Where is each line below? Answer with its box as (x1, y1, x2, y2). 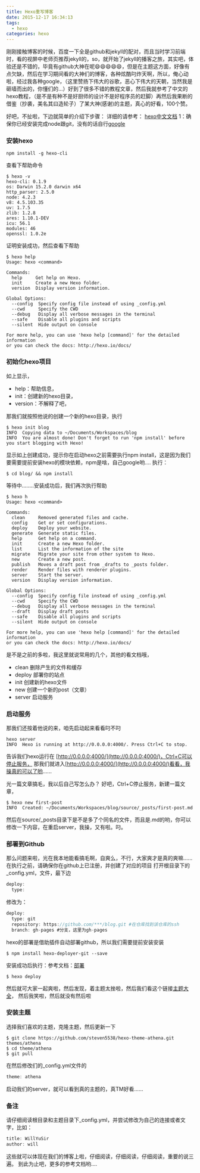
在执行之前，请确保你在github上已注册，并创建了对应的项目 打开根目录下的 (6, 862, 190, 869)
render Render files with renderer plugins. (11, 567, 132, 573)
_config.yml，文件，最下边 (6, 870, 71, 877)
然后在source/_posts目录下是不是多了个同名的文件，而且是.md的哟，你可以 (6, 816, 192, 823)
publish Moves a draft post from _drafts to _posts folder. (11, 561, 169, 567)
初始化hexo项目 (6, 358, 52, 366)
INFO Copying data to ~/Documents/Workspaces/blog (6, 430, 137, 436)
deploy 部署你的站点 (14, 671, 65, 678)
